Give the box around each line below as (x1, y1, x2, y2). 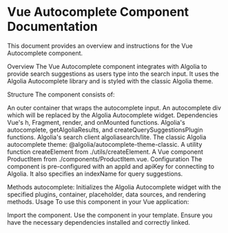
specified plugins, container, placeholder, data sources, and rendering (7, 190, 207, 199)
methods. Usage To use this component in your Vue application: (7, 197, 189, 205)
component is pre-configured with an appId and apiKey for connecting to (7, 162, 215, 170)
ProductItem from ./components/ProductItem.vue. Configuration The (7, 154, 203, 163)
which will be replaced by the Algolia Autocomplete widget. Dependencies (7, 111, 218, 119)
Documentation (7, 19, 99, 34)
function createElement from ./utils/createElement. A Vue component (7, 148, 203, 156)
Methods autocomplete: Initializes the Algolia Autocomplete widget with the (7, 183, 222, 191)
